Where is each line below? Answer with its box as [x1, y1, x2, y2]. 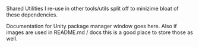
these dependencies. [6, 11, 58, 18]
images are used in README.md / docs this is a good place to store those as [6, 29, 193, 36]
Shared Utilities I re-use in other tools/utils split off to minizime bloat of [6, 5, 179, 12]
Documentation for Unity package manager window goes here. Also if [6, 23, 177, 29]
